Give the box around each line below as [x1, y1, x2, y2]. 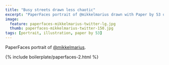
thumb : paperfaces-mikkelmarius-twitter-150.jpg [10, 26, 114, 31]
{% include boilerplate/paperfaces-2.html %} [5, 54, 99, 60]
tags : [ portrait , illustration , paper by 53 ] [5, 30, 102, 35]
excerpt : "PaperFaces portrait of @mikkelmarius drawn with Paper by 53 [5, 12, 161, 17]
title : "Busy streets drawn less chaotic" [5, 7, 96, 12]
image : [5, 16, 19, 21]
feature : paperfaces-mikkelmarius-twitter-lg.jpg [10, 21, 116, 26]
